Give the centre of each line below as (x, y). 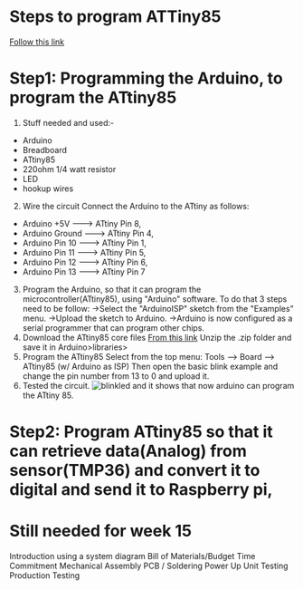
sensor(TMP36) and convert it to (135, 471)
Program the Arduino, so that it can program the (112, 289)
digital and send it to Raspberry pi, (141, 490)
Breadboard (45, 150)
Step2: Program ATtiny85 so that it (141, 432)
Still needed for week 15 (101, 531)
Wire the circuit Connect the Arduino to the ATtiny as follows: (136, 206)
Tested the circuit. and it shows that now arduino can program (158, 385)
